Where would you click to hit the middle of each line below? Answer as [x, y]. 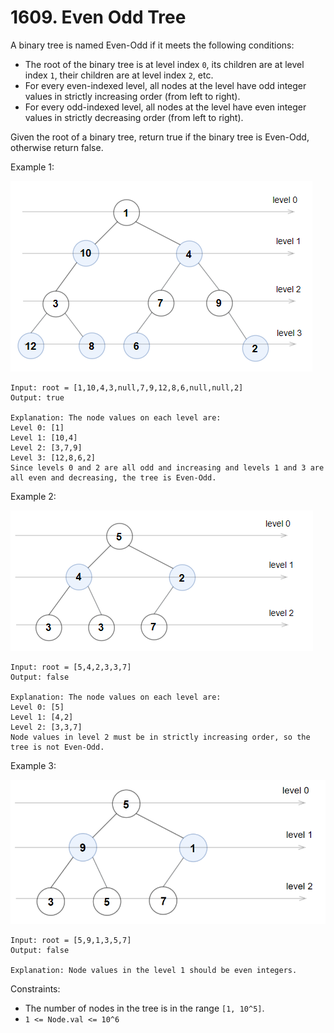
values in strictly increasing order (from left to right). [132, 96]
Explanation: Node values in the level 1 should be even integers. [154, 970]
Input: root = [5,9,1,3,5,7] [71, 940]
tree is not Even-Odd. [57, 747]
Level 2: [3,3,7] [46, 727]
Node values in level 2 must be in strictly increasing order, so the [160, 737]
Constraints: [35, 988]
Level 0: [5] [37, 707]
